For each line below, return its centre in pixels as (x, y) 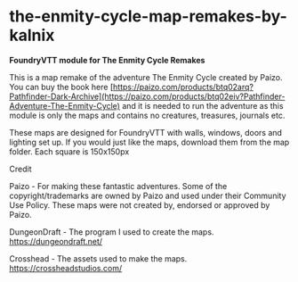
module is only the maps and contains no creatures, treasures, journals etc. (147, 115)
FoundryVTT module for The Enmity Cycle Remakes (107, 60)
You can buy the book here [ (61, 87)
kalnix (32, 35)
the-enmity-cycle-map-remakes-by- (148, 17)
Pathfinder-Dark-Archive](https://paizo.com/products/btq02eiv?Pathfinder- (147, 96)
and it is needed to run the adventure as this (202, 105)
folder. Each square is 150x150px (69, 151)
